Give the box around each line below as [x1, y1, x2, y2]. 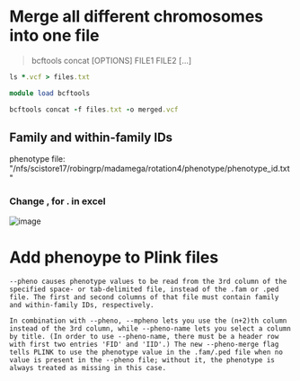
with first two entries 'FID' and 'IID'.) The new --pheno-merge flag [9, 340, 279, 349]
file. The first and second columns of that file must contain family [9, 292, 279, 302]
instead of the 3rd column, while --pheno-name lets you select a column [9, 323, 292, 333]
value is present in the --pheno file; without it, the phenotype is [9, 355, 276, 365]
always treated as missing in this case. [9, 363, 167, 372]
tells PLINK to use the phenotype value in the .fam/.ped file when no [9, 348, 283, 357]
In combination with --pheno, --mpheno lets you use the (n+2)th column [9, 316, 287, 325]
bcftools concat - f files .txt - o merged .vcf [9, 105, 179, 114]
